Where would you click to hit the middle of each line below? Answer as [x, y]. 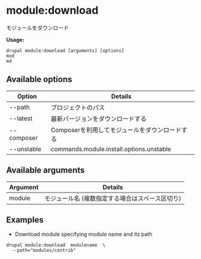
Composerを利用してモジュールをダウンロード [116, 130]
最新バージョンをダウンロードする [98, 118]
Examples [25, 220]
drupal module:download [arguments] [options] [65, 51]
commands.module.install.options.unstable [111, 149]
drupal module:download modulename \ [56, 245]
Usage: [16, 39]
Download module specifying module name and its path [83, 234]
